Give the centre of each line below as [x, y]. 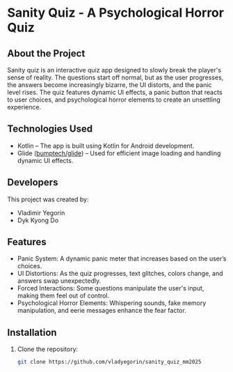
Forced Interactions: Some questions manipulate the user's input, [111, 288]
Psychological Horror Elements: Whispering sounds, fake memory [112, 303]
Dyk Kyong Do [38, 220]
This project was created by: [48, 199]
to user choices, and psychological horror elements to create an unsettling [114, 100]
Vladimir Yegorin [41, 212]
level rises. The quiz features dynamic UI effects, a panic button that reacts [115, 92]
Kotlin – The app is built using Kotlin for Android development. [106, 146]
